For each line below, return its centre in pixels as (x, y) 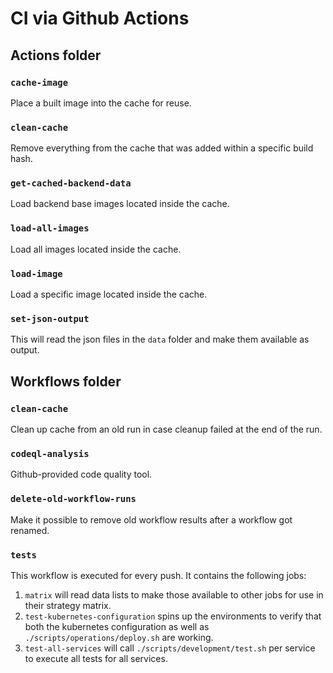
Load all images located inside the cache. (96, 249)
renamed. (30, 530)
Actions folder (56, 55)
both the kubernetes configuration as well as (117, 626)
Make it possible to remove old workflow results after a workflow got (151, 519)
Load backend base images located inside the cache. (120, 204)
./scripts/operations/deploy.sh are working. (119, 637)
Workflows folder (66, 381)
